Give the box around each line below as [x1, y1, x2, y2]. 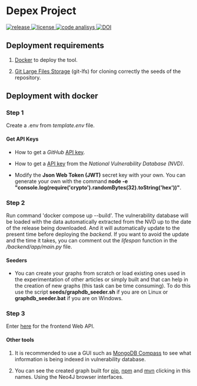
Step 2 [6, 198, 25, 207]
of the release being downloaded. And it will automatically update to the [6, 224, 181, 231]
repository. [14, 74, 41, 81]
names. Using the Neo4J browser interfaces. [14, 373, 123, 380]
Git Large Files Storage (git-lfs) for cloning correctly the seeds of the [14, 68, 181, 75]
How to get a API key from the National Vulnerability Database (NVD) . [14, 160, 185, 167]
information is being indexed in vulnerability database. [14, 355, 146, 362]
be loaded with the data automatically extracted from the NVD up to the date [6, 218, 192, 225]
